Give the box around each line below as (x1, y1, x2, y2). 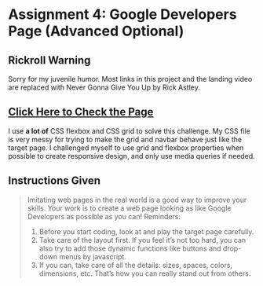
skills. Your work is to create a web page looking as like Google (27, 203, 232, 213)
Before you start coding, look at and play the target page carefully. (38, 226, 254, 236)
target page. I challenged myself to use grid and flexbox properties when (8, 143, 244, 152)
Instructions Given (8, 174, 100, 188)
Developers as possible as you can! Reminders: (27, 211, 181, 221)
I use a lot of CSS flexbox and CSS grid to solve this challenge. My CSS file (8, 126, 251, 135)
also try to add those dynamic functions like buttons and (38, 244, 221, 253)
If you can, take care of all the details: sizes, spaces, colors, (38, 260, 233, 269)
